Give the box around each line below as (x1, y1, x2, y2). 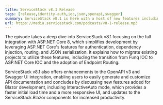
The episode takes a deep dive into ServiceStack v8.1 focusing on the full (5, 34, 151, 40)
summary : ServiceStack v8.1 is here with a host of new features (5, 16, 140, 21)
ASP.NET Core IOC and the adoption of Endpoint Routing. (5, 60, 120, 65)
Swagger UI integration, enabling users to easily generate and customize (5, 74, 150, 80)
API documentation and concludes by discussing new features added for (5, 79, 151, 85)
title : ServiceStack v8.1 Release (5, 7, 75, 12)
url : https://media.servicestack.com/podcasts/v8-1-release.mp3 (5, 20, 138, 26)
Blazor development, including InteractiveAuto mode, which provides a (5, 84, 147, 90)
